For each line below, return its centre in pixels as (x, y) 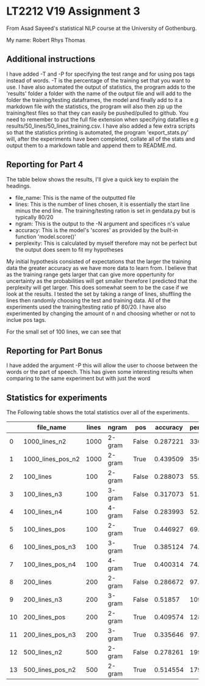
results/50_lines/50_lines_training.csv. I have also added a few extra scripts (101, 126)
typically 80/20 (34, 217)
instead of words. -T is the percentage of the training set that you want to (99, 80)
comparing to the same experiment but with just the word (78, 378)
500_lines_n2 (43, 652)
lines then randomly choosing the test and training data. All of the (88, 300)
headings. (19, 186)
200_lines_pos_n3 (50, 635)
